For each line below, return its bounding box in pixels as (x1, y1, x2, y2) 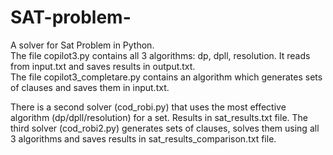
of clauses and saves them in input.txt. (10, 81, 170, 93)
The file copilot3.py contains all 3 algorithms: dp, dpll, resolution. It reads (10, 49, 311, 61)
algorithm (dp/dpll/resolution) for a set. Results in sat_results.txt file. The (10, 111, 309, 123)
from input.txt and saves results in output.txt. (10, 60, 196, 72)
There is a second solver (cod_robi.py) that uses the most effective (10, 101, 287, 113)
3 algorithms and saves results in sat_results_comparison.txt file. (10, 132, 277, 145)
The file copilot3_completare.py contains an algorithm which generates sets (10, 71, 323, 83)
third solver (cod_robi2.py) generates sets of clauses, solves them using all (10, 122, 320, 134)
